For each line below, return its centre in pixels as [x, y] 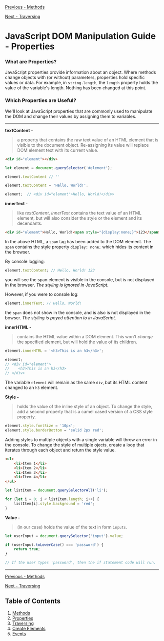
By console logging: [25, 262]
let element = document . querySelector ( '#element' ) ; [59, 168]
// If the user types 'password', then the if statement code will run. [81, 563]
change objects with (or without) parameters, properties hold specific [75, 78]
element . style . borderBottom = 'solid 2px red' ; [54, 430]
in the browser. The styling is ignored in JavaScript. [57, 285]
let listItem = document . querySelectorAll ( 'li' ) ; [57, 490]
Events [19, 634]
